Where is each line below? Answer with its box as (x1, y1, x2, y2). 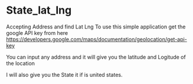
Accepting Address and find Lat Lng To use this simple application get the (6, 23, 186, 30)
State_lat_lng (6, 4, 72, 17)
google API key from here (6, 29, 68, 36)
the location (6, 60, 35, 67)
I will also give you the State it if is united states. (6, 71, 123, 78)
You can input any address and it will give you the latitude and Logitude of (6, 53, 186, 60)
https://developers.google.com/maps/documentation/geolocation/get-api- (6, 35, 187, 43)
